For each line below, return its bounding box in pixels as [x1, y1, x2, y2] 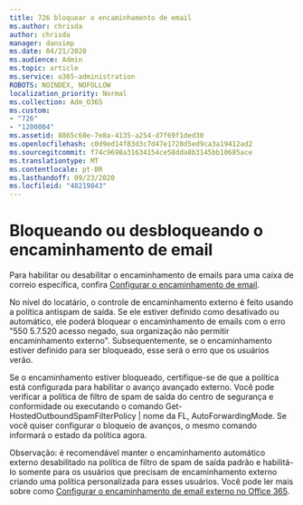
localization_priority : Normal [9, 89, 128, 98]
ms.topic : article [9, 64, 79, 73]
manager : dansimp [9, 38, 75, 48]
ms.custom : [9, 106, 51, 115]
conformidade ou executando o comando [9, 401, 165, 412]
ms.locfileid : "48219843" [9, 182, 107, 191]
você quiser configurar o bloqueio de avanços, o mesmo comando [9, 420, 258, 431]
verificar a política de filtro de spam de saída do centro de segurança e [9, 391, 274, 403]
